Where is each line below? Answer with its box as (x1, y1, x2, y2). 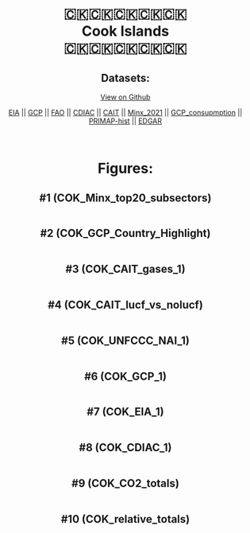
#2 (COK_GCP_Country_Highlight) (40, 227, 211, 240)
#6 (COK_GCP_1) (84, 369, 167, 383)
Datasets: (101, 71, 150, 84)
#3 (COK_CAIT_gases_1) (65, 263, 186, 276)
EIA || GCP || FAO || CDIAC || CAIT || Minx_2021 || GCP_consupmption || (8, 108, 243, 117)
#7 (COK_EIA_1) (87, 405, 164, 418)
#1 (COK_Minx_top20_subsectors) (39, 191, 212, 204)
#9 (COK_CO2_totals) (71, 477, 180, 490)
